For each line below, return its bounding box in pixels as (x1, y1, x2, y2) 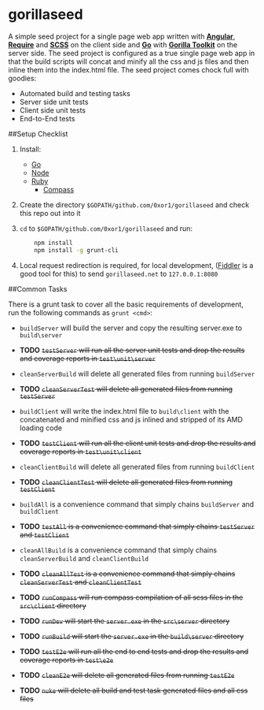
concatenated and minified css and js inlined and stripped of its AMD (19, 414, 244, 424)
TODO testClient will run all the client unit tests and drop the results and (19, 438, 256, 448)
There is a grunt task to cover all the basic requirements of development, (8, 299, 244, 309)
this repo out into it (19, 208, 81, 217)
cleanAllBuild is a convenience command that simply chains (19, 545, 218, 555)
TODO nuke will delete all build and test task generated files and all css (19, 686, 248, 695)
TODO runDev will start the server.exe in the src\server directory (19, 616, 230, 626)
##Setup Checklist (8, 128, 68, 139)
